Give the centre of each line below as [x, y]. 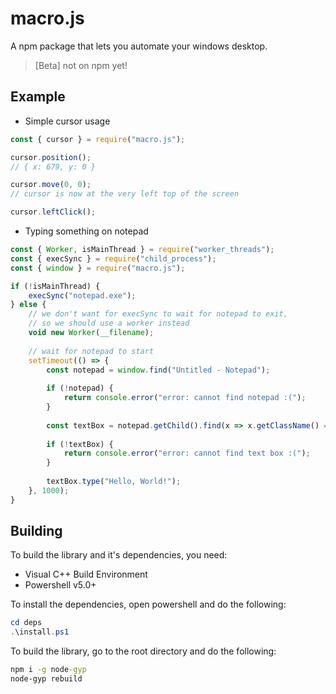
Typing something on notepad [86, 231]
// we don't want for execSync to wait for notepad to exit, [158, 314]
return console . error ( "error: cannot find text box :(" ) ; [187, 453]
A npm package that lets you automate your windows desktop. [139, 46]
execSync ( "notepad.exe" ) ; [82, 295]
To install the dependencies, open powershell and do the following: [148, 604]
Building [36, 531]
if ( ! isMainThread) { [55, 286]
